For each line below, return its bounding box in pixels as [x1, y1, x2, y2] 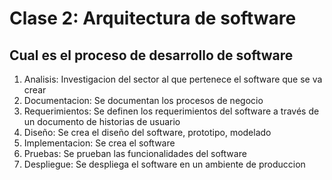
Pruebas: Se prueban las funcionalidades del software [23, 148, 247, 159]
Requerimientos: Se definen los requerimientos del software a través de [23, 105, 320, 117]
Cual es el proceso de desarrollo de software [9, 47, 294, 64]
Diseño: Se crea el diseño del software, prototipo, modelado [23, 127, 272, 138]
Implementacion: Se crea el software [23, 137, 176, 149]
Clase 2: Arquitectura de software [9, 7, 297, 30]
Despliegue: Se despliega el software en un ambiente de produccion [23, 158, 306, 170]
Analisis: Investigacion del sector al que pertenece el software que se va [23, 73, 323, 85]
